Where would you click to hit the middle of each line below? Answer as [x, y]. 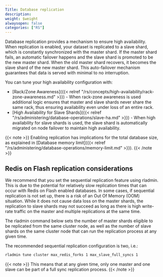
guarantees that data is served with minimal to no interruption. [67, 73]
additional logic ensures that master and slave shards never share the [82, 102]
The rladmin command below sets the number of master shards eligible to [79, 221]
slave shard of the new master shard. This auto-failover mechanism [72, 68]
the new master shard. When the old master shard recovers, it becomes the [81, 63]
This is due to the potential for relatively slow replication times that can [76, 185]
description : [18, 14]
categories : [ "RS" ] [25, 28]
